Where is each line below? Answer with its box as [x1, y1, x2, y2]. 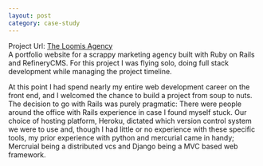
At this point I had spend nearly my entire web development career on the [8, 81, 250, 92]
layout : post [8, 11, 52, 20]
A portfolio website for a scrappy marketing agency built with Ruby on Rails [8, 49, 255, 59]
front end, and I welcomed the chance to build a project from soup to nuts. [8, 90, 253, 100]
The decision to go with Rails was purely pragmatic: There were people [8, 99, 241, 109]
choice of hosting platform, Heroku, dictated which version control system [8, 116, 253, 125]
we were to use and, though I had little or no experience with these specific [8, 125, 256, 134]
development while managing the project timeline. [8, 66, 173, 76]
